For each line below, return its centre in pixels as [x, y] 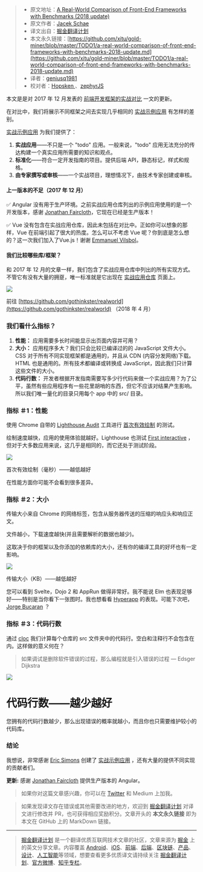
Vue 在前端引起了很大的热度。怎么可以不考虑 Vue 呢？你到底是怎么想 [103, 233]
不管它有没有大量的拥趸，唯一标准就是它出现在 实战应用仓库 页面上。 [92, 277]
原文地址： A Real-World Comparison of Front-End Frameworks [108, 9]
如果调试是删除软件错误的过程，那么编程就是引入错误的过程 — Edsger [108, 659]
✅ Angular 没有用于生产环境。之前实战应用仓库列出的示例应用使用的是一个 [99, 204]
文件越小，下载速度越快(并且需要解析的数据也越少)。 [72, 534]
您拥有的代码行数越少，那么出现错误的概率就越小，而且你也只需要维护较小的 [101, 721]
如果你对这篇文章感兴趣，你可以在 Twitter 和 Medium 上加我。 [98, 793]
